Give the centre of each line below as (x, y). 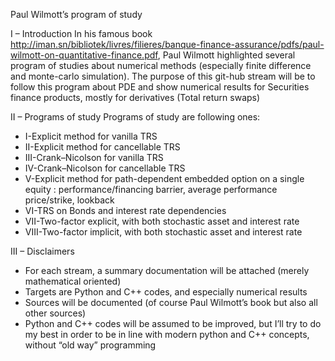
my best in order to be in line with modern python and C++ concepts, (167, 334)
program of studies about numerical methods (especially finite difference (161, 65)
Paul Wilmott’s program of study (76, 14)
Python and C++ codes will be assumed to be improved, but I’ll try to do (173, 323)
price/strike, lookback (69, 200)
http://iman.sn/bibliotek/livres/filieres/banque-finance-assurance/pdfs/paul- (167, 44)
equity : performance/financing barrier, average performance (151, 189)
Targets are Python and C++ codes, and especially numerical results (166, 292)
